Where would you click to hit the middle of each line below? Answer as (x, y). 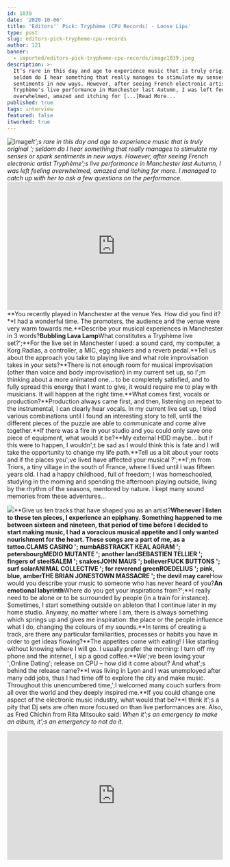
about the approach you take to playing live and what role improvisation (108, 357)
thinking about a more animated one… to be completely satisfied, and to (108, 379)
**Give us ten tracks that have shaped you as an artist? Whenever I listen (118, 510)
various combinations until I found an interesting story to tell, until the (105, 416)
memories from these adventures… (56, 496)
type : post (23, 33)
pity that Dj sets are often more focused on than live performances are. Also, (115, 706)
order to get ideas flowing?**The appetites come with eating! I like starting (113, 641)
